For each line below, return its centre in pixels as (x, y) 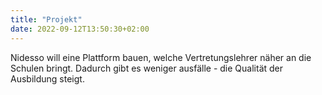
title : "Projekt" (46, 19)
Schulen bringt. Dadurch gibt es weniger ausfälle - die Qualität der (147, 68)
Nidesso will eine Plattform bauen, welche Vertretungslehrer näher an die (161, 57)
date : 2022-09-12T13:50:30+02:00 (80, 29)
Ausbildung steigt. (47, 78)
